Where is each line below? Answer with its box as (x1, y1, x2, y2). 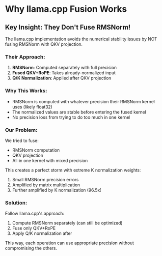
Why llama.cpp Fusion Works (5, 3, 127, 15)
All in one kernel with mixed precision (12, 157, 88, 163)
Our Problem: (5, 126, 38, 133)
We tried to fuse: (5, 138, 39, 143)
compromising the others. (5, 245, 57, 251)
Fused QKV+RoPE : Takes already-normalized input (12, 70, 116, 76)
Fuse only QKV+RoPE (12, 225, 56, 231)
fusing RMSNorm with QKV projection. (5, 41, 82, 47)
